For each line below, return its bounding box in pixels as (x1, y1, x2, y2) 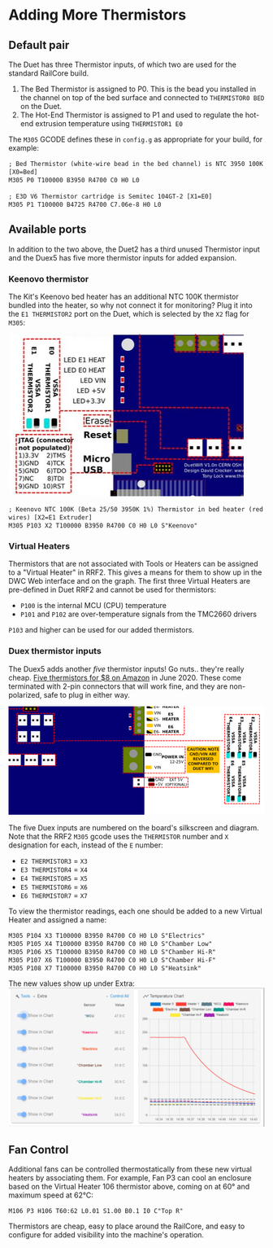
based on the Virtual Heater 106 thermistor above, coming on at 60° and (8, 1181, 250, 1191)
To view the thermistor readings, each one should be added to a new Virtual (8, 906, 262, 917)
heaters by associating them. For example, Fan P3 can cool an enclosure (8, 1172, 252, 1182)
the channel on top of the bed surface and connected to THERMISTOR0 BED (19, 93, 265, 103)
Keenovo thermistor (8, 273, 89, 284)
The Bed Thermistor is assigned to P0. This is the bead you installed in (19, 84, 257, 94)
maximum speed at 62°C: (8, 1190, 93, 1200)
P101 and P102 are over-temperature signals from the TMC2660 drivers (19, 609, 258, 620)
